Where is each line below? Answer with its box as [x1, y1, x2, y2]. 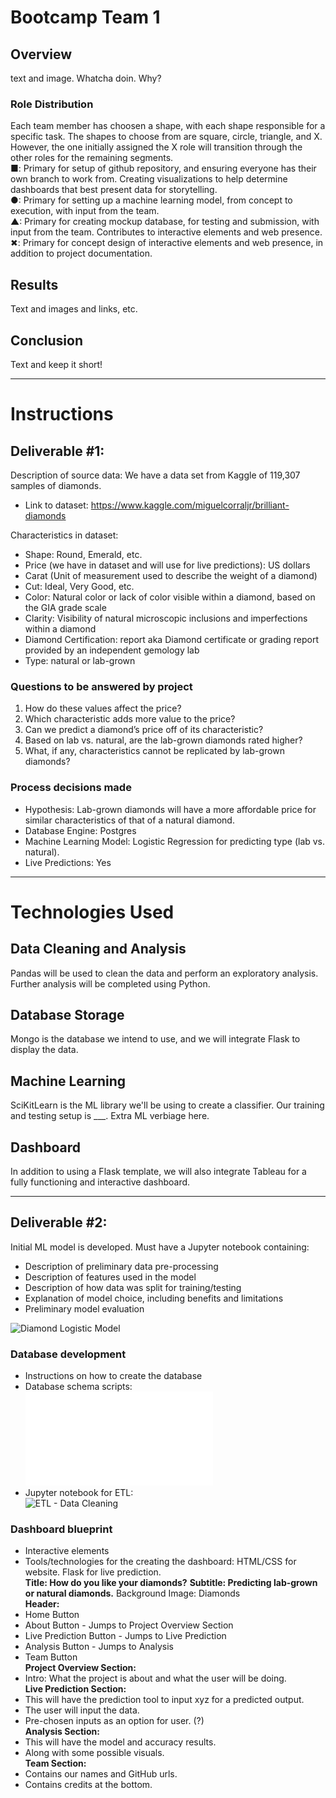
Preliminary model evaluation [24, 1302, 145, 1315]
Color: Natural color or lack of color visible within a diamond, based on [24, 591, 316, 603]
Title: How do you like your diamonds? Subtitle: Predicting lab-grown [24, 1577, 318, 1589]
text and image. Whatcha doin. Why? [10, 72, 162, 84]
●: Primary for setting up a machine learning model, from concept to [10, 194, 293, 206]
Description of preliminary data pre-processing [24, 1260, 219, 1272]
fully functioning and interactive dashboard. [10, 1176, 191, 1188]
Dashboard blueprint [10, 1522, 113, 1536]
